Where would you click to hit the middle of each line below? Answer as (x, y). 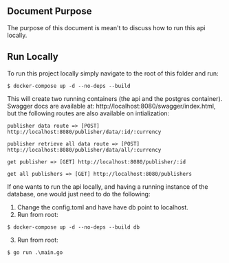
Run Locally (33, 57)
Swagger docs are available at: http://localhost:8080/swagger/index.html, (111, 106)
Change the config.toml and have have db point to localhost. (103, 207)
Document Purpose (50, 11)
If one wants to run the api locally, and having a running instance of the (108, 186)
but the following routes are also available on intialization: (88, 113)
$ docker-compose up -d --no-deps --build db (73, 227)
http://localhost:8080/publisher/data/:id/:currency (84, 132)
